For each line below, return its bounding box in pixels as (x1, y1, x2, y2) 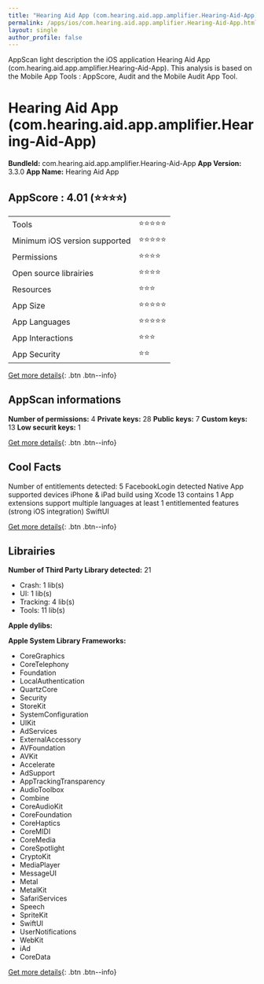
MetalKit (19, 886, 47, 895)
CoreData (19, 953, 51, 962)
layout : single (8, 26, 58, 34)
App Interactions (12, 332, 73, 343)
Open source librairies (12, 267, 94, 278)
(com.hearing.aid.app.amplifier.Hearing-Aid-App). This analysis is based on (8, 64, 253, 73)
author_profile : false (8, 33, 82, 42)
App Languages (12, 316, 71, 327)
